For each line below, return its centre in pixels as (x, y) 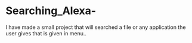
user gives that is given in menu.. (46, 33)
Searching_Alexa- (51, 11)
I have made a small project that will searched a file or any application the (96, 27)
